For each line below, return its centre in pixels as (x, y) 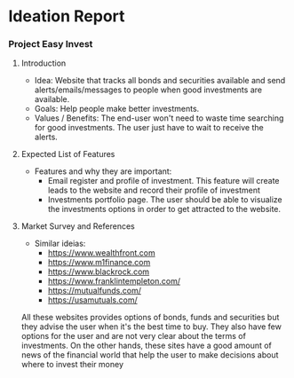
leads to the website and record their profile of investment (154, 190)
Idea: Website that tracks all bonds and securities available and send (160, 81)
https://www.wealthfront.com (102, 253)
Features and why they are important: (103, 171)
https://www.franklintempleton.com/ (114, 281)
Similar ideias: (60, 244)
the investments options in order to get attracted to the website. (164, 209)
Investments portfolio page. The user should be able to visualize (165, 200)
